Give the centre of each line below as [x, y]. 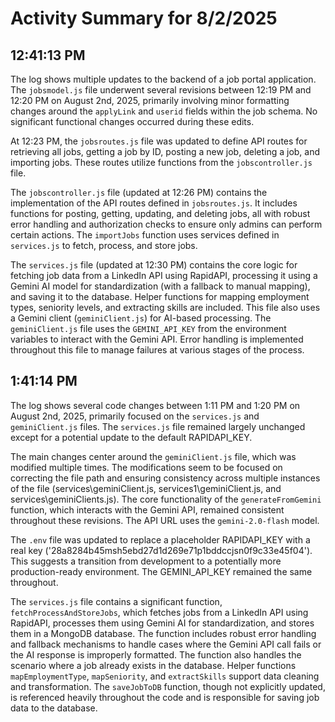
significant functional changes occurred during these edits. [132, 121]
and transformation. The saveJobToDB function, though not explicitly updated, [168, 686]
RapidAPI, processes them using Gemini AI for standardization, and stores [162, 623]
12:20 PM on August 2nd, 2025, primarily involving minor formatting [150, 100]
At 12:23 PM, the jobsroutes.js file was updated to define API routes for [159, 141]
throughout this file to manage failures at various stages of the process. [157, 350]
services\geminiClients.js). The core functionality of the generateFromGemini [166, 499]
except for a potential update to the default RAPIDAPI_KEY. [131, 437]
